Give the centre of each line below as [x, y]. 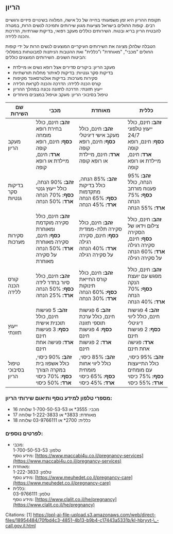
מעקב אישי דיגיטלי [99, 135]
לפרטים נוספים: [24, 434]
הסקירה [136, 232]
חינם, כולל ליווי [144, 316]
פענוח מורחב [142, 188]
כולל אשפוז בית [53, 363]
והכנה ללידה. [18, 36]
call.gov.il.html [21, 526]
